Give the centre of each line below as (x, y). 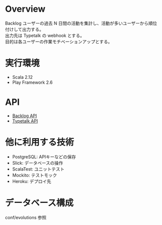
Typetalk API (25, 121)
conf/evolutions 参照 (26, 217)
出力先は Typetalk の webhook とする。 (45, 35)
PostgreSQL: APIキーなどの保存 (44, 157)
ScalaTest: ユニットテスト (38, 169)
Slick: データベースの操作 (38, 163)
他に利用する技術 (40, 142)
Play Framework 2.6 (32, 82)
